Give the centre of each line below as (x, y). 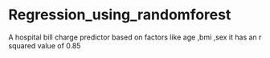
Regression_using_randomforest (120, 15)
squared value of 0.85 (45, 45)
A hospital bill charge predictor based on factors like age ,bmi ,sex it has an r (135, 37)
